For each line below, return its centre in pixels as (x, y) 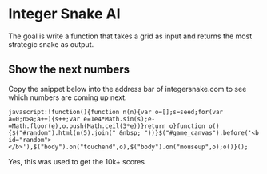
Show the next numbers (69, 70)
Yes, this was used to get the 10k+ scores (77, 161)
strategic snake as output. (51, 44)
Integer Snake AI (65, 14)
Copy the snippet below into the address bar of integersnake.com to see (128, 89)
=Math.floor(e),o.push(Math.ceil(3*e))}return (87, 126)
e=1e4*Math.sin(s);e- (120, 119)
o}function (187, 126)
